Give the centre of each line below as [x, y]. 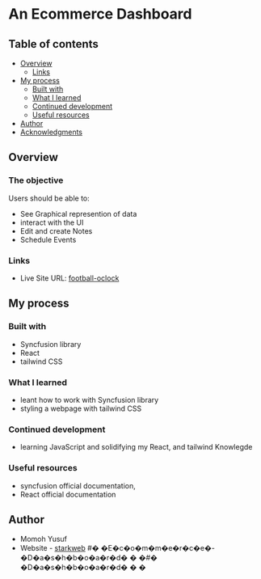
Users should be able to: [49, 198]
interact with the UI [52, 222]
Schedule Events [48, 239]
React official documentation [68, 494]
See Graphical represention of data [78, 213]
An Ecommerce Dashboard [100, 14]
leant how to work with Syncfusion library [89, 399]
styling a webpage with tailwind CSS [81, 408]
